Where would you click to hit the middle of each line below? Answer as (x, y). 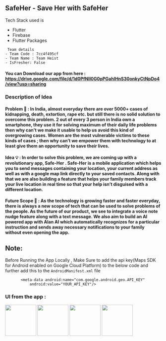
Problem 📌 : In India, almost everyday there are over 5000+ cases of (77, 109)
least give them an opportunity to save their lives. (57, 146)
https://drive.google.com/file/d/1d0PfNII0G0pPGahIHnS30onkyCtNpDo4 (83, 79)
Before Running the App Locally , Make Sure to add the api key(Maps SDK (81, 260)
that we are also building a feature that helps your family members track (81, 179)
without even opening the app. (37, 232)
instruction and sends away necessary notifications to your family (75, 227)
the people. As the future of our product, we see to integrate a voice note (82, 212)
